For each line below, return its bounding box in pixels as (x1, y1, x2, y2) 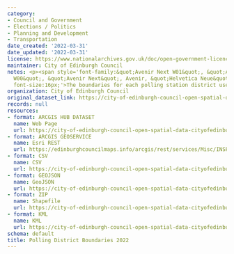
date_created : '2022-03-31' (7, 42, 89, 49)
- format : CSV (7, 152, 49, 160)
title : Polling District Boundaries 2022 (7, 237, 130, 244)
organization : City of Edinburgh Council (7, 88, 130, 95)
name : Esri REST (13, 140, 61, 147)
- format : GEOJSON (7, 172, 61, 179)
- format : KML (7, 211, 49, 218)
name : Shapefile (13, 198, 61, 205)
